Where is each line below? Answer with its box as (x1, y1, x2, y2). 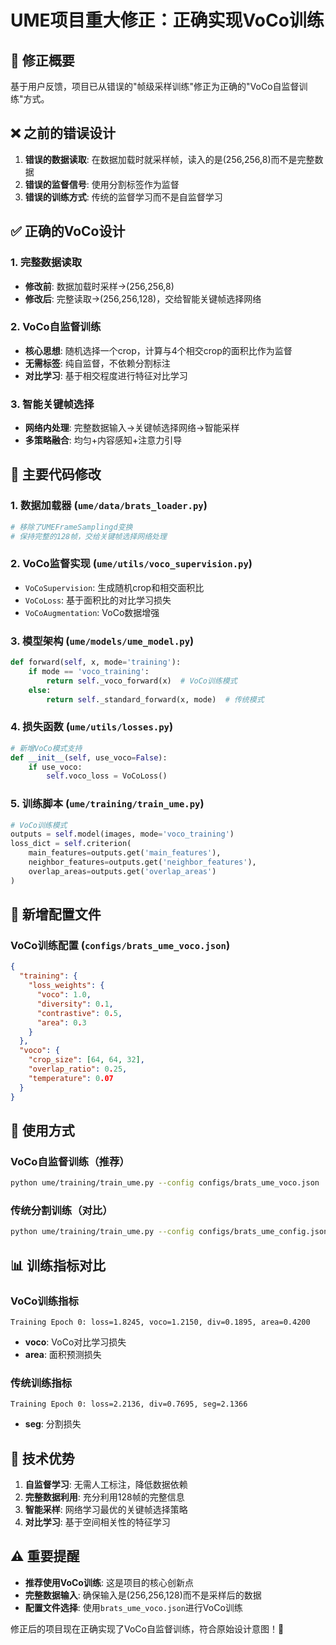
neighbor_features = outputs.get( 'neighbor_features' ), (28, 857, 257, 868)
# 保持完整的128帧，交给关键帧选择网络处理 (10, 531, 167, 541)
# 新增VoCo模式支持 (10, 743, 83, 753)
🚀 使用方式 (10, 1122, 75, 1139)
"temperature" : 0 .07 (28, 1073, 114, 1083)
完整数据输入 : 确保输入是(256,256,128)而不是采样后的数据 (24, 1589, 262, 1601)
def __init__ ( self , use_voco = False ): (10, 752, 168, 763)
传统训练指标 (10, 1376, 73, 1390)
